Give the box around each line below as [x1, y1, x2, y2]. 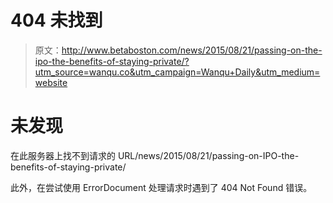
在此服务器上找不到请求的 [10, 149, 116, 161]
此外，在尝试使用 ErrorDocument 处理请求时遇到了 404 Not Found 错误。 [10, 181, 313, 193]
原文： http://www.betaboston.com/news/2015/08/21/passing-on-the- [34, 44, 323, 56]
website [34, 76, 68, 88]
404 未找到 [10, 9, 103, 32]
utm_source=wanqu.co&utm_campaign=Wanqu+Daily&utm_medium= [34, 66, 321, 78]
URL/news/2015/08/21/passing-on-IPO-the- [117, 149, 300, 161]
